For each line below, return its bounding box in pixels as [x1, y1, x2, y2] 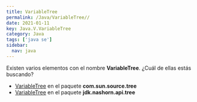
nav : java [11, 48, 36, 54]
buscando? [6, 70, 34, 78]
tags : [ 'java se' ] [6, 37, 52, 43]
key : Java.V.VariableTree [6, 25, 71, 32]
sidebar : [6, 43, 28, 49]
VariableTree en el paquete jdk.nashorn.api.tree [14, 88, 136, 96]
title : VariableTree [6, 8, 58, 15]
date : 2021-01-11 [6, 20, 50, 26]
